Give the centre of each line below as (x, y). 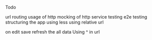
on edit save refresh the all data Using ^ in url (53, 32)
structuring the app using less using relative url (55, 22)
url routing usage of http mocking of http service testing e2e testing (76, 17)
